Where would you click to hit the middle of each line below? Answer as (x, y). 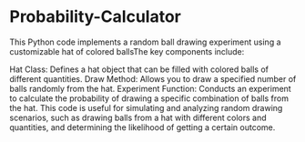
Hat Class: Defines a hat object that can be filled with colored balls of (139, 69)
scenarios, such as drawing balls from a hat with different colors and (138, 117)
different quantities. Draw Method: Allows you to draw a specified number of (153, 78)
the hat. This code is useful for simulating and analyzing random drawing (146, 107)
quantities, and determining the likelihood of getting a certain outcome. (142, 127)
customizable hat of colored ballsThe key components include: (127, 51)
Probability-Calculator (96, 17)
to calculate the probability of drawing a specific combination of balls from (149, 98)
